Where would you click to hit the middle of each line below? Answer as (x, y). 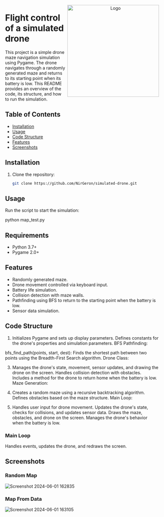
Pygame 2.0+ (26, 252)
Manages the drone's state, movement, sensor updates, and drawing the (85, 367)
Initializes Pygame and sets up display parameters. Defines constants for (85, 338)
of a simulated (35, 28)
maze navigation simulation (32, 57)
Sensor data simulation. (36, 311)
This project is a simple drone (35, 52)
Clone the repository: (33, 174)
